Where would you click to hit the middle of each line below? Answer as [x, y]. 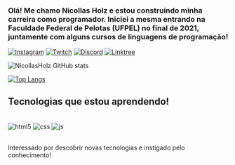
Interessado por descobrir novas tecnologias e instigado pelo [96, 147]
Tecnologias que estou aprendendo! [89, 101]
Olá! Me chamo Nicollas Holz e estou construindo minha [105, 11]
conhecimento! [30, 155]
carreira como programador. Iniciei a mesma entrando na [107, 19]
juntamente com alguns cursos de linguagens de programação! [118, 37]
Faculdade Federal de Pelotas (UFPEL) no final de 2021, [103, 28]
